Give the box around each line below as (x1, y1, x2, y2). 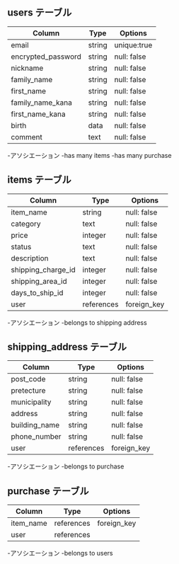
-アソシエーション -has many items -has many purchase (7, 151, 172, 159)
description (11, 253, 49, 263)
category (11, 219, 41, 229)
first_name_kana (11, 109, 66, 119)
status (11, 241, 32, 251)
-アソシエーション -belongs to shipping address (7, 318, 147, 327)
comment (11, 132, 42, 142)
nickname (11, 63, 44, 73)
